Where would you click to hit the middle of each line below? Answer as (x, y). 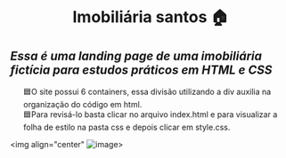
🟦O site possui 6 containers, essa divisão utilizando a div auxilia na (147, 91)
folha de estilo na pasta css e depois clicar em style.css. (127, 127)
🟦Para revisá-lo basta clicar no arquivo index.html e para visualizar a (150, 115)
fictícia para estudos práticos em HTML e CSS (141, 70)
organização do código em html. (82, 104)
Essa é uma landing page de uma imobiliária (136, 55)
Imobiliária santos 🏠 (150, 17)
